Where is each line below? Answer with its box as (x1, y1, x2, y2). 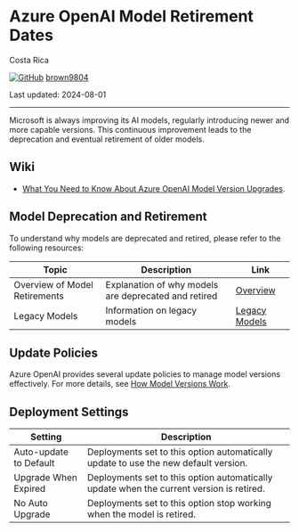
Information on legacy (105, 304, 198, 316)
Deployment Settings (9, 404, 129, 420)
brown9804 (45, 71, 89, 82)
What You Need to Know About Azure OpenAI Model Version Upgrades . (21, 183, 286, 193)
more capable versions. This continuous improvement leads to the (9, 124, 252, 135)
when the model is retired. (87, 508, 196, 520)
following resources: (9, 242, 85, 253)
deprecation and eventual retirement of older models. (9, 134, 205, 144)
